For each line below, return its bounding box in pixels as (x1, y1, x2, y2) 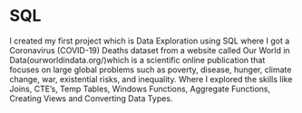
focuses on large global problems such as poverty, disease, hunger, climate (9, 64, 292, 75)
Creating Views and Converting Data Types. (9, 92, 173, 104)
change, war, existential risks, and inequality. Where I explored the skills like (9, 73, 293, 84)
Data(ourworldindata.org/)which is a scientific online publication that (9, 54, 266, 65)
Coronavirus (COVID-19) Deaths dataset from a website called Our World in (9, 44, 290, 55)
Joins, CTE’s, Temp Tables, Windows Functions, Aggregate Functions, (9, 83, 270, 94)
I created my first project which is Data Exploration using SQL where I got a (9, 35, 290, 46)
